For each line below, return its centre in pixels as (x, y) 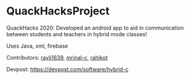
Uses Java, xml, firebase (37, 46)
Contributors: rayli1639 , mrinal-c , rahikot (57, 57)
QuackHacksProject (58, 11)
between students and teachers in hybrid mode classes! (77, 34)
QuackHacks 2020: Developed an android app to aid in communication (95, 28)
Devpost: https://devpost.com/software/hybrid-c (68, 69)
